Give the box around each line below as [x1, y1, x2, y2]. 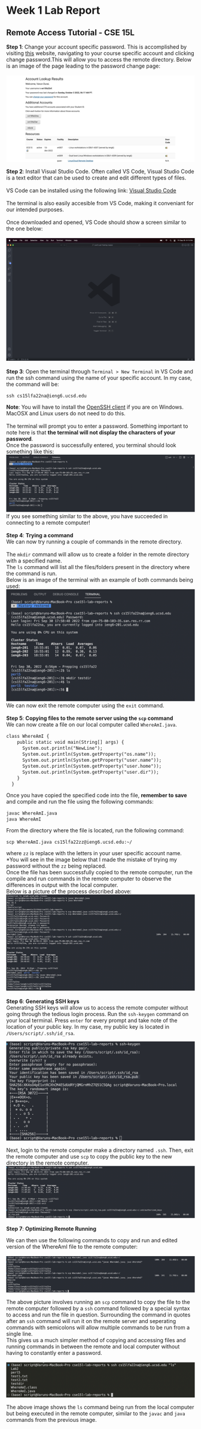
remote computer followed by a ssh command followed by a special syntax [6, 1305, 190, 1312]
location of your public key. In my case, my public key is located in [6, 1023, 169, 1030]
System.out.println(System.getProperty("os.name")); [22, 751, 157, 757]
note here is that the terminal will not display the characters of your [6, 428, 176, 436]
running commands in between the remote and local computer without [6, 1343, 180, 1350]
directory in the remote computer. [6, 1159, 89, 1167]
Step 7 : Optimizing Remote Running [6, 1225, 97, 1233]
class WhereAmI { [6, 733, 50, 739]
